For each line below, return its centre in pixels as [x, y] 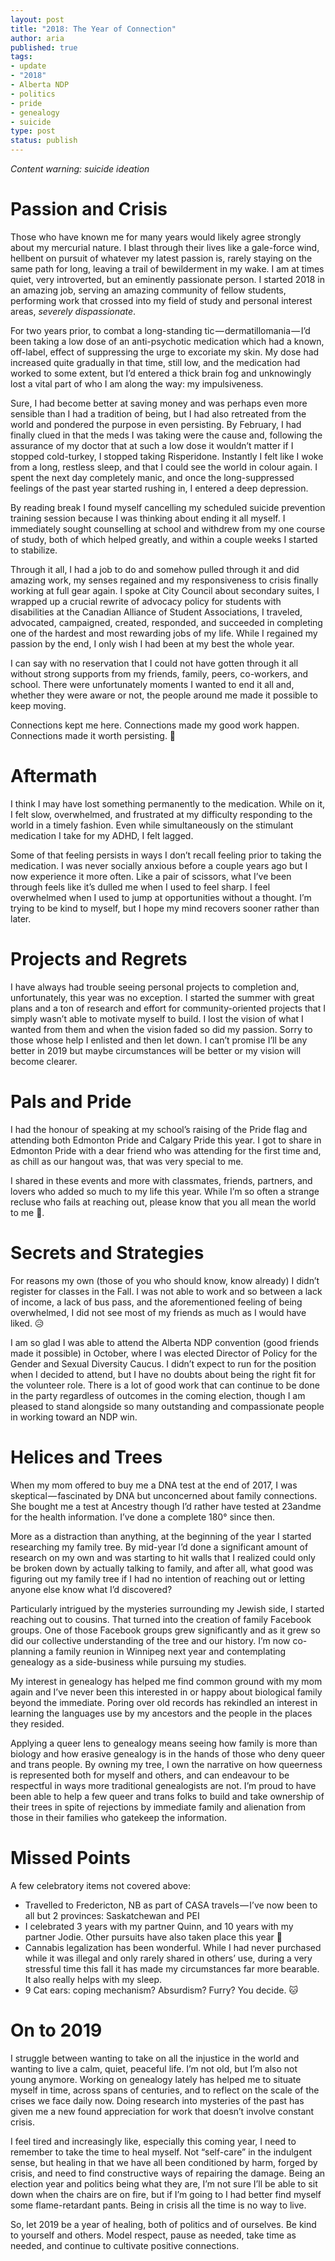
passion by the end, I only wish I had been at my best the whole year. [152, 643]
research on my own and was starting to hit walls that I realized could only [163, 1557]
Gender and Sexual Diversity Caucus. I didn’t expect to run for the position [163, 1363]
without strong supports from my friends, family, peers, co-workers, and [159, 673]
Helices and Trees [86, 1457]
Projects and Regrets [99, 959]
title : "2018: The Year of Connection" [93, 29]
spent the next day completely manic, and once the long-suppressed [152, 477]
